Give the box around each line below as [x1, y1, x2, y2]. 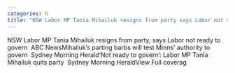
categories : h [7, 10, 49, 17]
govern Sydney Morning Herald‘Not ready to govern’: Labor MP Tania [7, 50, 208, 59]
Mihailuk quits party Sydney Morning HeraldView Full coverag [7, 58, 187, 66]
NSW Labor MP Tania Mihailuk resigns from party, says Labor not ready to [7, 35, 221, 44]
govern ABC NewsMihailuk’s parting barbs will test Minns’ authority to [7, 43, 211, 51]
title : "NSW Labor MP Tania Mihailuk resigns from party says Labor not [7, 17, 224, 24]
